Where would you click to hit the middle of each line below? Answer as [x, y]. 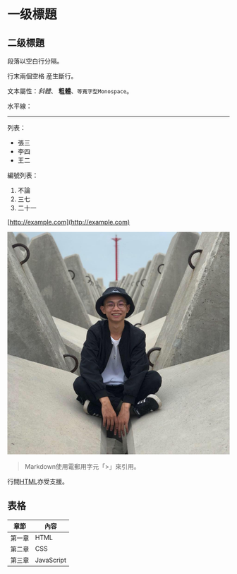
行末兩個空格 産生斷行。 [42, 76]
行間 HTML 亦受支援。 [38, 482]
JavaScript [51, 560]
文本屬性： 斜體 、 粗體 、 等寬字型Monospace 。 [70, 91]
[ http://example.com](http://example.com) [69, 222]
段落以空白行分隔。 [35, 61]
